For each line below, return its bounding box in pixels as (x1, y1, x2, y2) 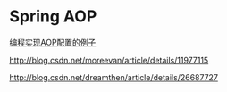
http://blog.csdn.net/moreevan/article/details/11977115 (9, 54, 209, 65)
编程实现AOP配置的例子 (9, 37, 97, 47)
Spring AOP (9, 6, 97, 27)
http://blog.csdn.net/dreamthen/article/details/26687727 (9, 71, 219, 82)
